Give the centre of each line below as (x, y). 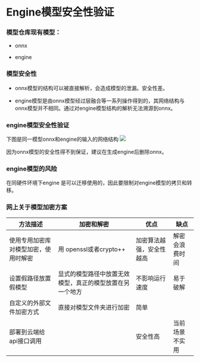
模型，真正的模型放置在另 (94, 283)
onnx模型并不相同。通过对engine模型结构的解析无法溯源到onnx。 (95, 108)
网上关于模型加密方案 (37, 208)
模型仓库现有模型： (34, 32)
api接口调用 (25, 341)
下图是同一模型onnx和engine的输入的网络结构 (62, 139)
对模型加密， (27, 249)
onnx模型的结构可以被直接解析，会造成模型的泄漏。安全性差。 (91, 88)
